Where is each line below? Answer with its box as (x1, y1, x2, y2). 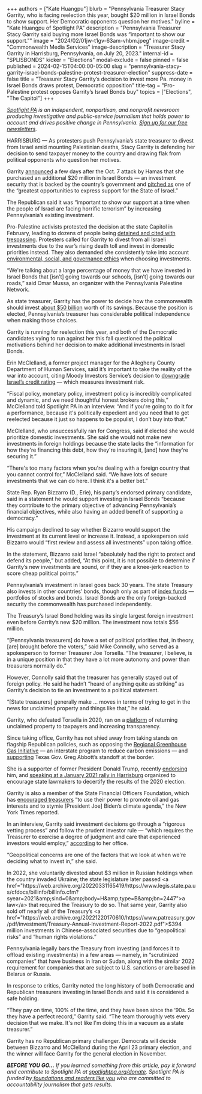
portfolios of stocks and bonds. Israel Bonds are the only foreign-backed (7, 594, 186, 601)
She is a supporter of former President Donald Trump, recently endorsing (7, 765, 188, 772)
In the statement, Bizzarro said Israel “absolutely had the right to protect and (7, 550, 195, 558)
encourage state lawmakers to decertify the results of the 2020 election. (7, 778, 186, 785)
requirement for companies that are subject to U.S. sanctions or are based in (7, 964, 196, 971)
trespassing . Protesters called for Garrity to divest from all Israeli (7, 236, 167, 243)
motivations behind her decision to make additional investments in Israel (7, 341, 185, 348)
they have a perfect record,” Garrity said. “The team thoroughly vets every (7, 1013, 191, 1020)
